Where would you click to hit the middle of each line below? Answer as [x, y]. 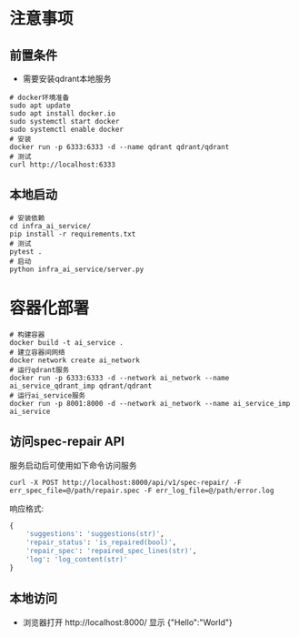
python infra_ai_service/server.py [77, 269]
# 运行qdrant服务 [40, 369]
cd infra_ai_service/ [50, 226]
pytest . [26, 251]
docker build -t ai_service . [67, 342]
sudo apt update [40, 106]
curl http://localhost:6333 [63, 165]
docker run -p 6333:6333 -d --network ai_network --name [120, 378]
